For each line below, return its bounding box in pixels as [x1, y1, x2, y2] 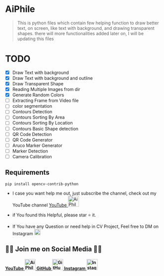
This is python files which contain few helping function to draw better [17, 20, 159, 26]
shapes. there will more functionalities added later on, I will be [17, 30, 144, 36]
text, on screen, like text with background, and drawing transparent [17, 25, 155, 31]
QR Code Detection [12, 131, 52, 137]
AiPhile [5, 3, 35, 15]
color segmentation [12, 103, 53, 109]
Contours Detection [12, 109, 53, 115]
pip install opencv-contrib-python [5, 181, 79, 187]
